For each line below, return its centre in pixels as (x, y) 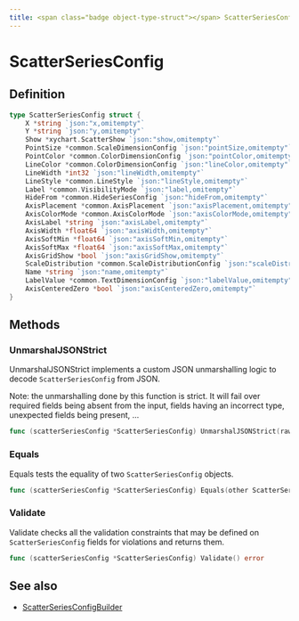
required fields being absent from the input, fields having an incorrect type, (147, 405)
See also (33, 586)
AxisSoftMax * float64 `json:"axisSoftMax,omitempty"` (127, 247)
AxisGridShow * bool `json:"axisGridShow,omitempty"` (125, 256)
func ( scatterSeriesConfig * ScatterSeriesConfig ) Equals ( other (129, 490)
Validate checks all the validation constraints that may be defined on (134, 532)
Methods (35, 325)
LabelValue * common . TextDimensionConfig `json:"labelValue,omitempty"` (161, 281)
